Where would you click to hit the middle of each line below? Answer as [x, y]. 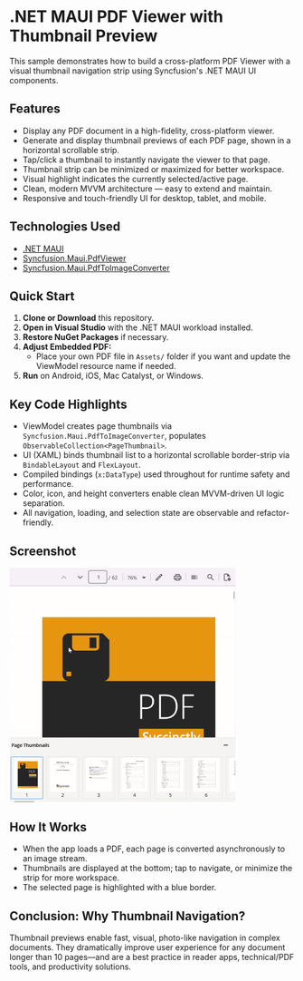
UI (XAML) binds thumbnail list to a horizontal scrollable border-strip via [156, 455]
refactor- [273, 513]
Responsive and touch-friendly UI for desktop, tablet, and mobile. [144, 198]
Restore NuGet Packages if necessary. [95, 337]
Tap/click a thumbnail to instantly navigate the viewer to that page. [147, 160]
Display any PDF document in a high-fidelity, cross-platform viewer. [148, 131]
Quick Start [42, 296]
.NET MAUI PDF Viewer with [116, 17]
